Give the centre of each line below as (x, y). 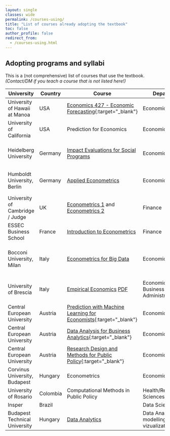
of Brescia (20, 292)
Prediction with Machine (96, 307)
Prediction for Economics (97, 129)
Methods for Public (89, 355)
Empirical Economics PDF (97, 289)
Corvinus (18, 369)
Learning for (81, 313)
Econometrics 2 (86, 210)
